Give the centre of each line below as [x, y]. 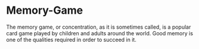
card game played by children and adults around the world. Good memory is [100, 33]
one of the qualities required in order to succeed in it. [71, 39]
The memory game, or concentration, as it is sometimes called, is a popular [99, 27]
